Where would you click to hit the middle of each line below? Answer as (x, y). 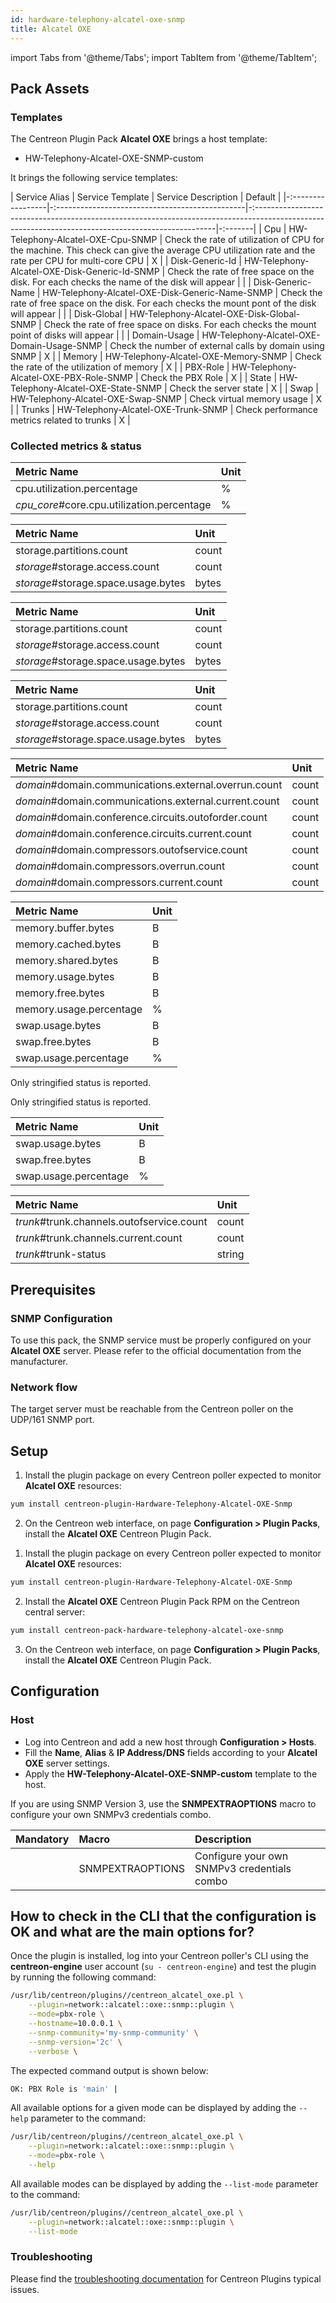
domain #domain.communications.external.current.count (147, 801)
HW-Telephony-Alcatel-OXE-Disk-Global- (215, 314)
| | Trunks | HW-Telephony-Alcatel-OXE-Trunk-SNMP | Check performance (164, 410)
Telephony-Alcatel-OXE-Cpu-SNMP (84, 240)
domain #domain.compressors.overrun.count (120, 866)
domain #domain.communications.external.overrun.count (149, 785)
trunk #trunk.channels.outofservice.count (111, 1222)
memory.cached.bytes (68, 944)
